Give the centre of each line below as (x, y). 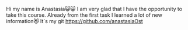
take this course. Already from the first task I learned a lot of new (84, 15)
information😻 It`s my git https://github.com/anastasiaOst (74, 21)
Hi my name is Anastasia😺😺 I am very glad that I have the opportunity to (94, 9)
